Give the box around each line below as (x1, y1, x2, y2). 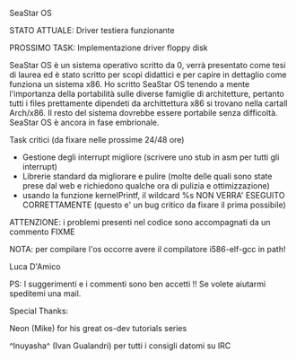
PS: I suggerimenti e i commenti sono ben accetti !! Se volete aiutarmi (9, 278, 266, 289)
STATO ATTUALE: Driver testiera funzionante (9, 25, 175, 35)
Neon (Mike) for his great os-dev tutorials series (9, 323, 187, 333)
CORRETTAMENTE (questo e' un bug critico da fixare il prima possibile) (22, 199, 287, 210)
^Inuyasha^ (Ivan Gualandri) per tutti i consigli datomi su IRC (9, 340, 231, 351)
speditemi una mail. (9, 288, 82, 299)
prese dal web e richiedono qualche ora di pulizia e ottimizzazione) (22, 180, 271, 191)
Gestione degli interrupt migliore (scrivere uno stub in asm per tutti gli (22, 152, 280, 162)
